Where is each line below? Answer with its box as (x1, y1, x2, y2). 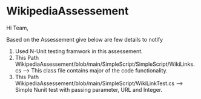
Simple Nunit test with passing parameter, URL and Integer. (15, 86, 163, 93)
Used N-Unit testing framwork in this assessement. (15, 47, 143, 55)
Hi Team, (6, 24, 29, 31)
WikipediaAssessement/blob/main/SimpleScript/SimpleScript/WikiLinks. (15, 60, 195, 68)
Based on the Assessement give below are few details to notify (6, 36, 163, 43)
